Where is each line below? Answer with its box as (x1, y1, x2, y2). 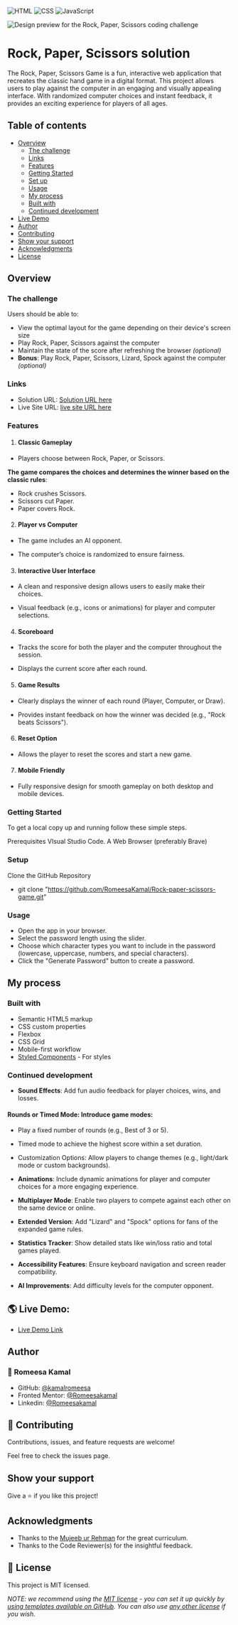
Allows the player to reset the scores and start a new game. (17, 750, 192, 758)
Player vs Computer (17, 520, 78, 529)
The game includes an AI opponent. (17, 537, 123, 545)
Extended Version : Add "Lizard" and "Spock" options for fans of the (17, 1218, 219, 1226)
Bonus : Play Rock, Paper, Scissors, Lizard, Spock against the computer (17, 354, 226, 363)
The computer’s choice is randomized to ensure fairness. (17, 550, 185, 559)
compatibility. (17, 1267, 58, 1276)
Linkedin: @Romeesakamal (17, 1398, 97, 1407)
